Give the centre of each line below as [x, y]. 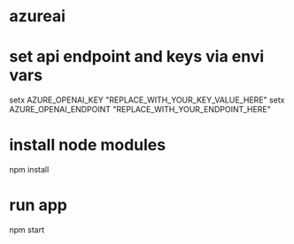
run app [39, 206]
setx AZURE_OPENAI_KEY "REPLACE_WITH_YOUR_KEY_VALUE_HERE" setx [147, 100]
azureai [38, 16]
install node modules [88, 145]
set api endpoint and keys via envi [137, 57]
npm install [29, 170]
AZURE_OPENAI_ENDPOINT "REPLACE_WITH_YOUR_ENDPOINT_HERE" [140, 110]
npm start [27, 230]
